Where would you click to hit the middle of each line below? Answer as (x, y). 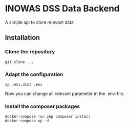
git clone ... (20, 62)
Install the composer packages (43, 106)
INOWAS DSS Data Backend (62, 9)
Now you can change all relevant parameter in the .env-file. (65, 94)
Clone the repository (30, 52)
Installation (22, 38)
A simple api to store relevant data (40, 22)
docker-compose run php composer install (48, 117)
